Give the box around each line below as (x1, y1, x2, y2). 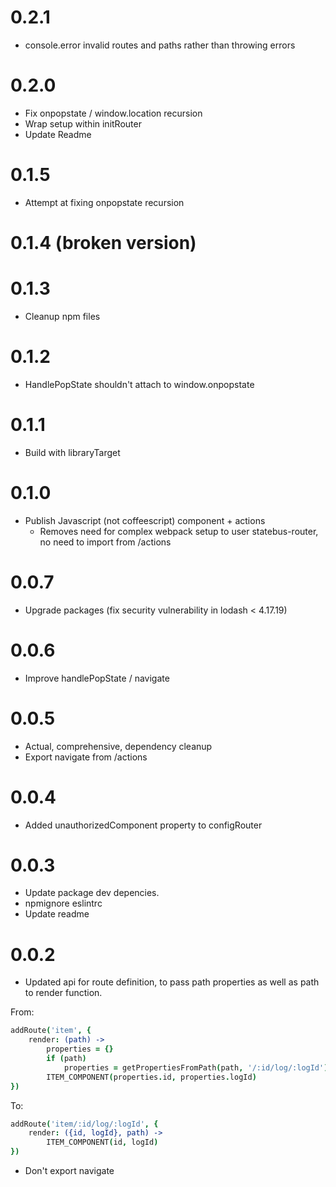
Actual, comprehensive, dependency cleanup (24, 740, 213, 752)
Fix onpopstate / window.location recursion (24, 107, 203, 119)
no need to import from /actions (39, 536, 172, 548)
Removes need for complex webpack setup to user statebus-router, (39, 525, 319, 537)
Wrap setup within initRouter (24, 117, 142, 130)
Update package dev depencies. (24, 887, 160, 899)
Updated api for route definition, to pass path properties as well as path (24, 976, 320, 988)
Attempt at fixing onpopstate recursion (24, 196, 185, 208)
